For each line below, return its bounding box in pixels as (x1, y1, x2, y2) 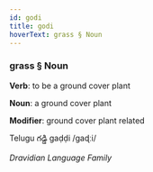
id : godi (9, 13, 42, 23)
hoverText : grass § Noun (9, 30, 103, 39)
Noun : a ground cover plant (9, 97, 112, 108)
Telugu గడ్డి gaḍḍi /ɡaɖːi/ (9, 132, 97, 143)
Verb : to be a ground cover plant (9, 80, 130, 91)
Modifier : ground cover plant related (9, 114, 146, 126)
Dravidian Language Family (9, 152, 112, 163)
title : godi (9, 22, 54, 31)
